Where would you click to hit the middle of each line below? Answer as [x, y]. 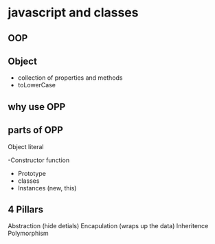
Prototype [32, 173]
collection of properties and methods [70, 78]
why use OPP [37, 107]
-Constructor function [39, 160]
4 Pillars [26, 209]
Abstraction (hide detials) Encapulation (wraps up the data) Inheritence [108, 226]
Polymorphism [28, 233]
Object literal [26, 146]
